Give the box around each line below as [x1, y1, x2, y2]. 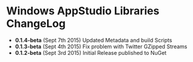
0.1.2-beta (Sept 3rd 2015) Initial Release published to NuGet [14, 49, 167, 56]
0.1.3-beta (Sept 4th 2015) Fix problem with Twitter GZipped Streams [14, 43, 188, 50]
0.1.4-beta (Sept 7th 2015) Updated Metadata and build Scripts [14, 36, 172, 44]
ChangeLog [6, 17, 66, 30]
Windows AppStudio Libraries [6, 4, 160, 18]
